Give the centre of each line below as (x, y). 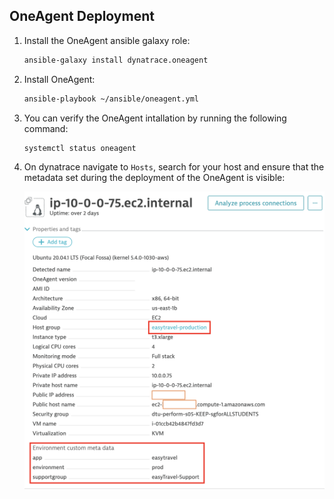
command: (46, 128)
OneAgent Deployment (82, 16)
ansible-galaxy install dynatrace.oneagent (116, 60)
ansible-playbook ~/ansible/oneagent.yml (111, 99)
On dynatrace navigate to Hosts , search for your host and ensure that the (174, 167)
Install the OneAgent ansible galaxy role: (107, 40)
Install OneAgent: (59, 79)
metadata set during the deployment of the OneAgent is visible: (154, 178)
